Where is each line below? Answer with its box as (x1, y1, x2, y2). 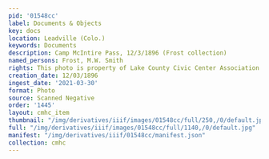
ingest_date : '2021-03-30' (8, 79, 98, 87)
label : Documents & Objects (8, 19, 102, 27)
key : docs (8, 26, 42, 35)
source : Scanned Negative (8, 94, 94, 102)
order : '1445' (8, 101, 56, 109)
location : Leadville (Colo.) (8, 34, 106, 43)
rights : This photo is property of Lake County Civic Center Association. (8, 64, 263, 72)
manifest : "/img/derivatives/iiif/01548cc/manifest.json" (8, 131, 206, 139)
